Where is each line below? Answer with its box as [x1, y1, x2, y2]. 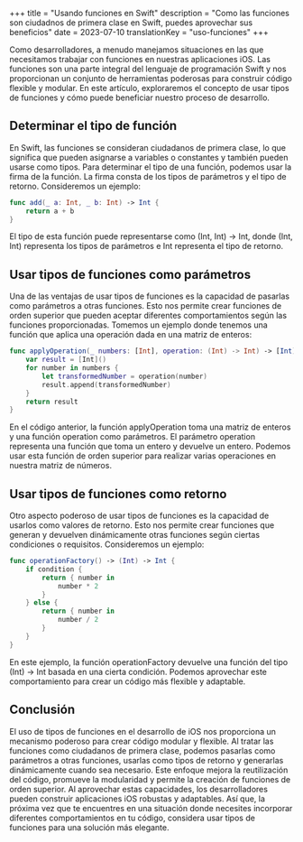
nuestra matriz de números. [9, 460, 113, 471]
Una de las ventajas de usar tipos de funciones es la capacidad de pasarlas [9, 291, 290, 301]
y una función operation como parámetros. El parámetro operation [9, 431, 255, 442]
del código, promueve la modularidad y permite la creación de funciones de [9, 773, 291, 784]
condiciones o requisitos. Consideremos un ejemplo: [9, 539, 205, 550]
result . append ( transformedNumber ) [41, 380, 171, 389]
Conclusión [9, 702, 76, 717]
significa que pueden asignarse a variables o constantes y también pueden [9, 152, 289, 162]
